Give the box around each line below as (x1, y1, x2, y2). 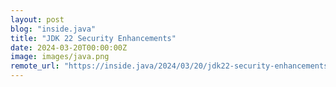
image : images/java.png (10, 52, 110, 62)
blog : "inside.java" (10, 24, 97, 34)
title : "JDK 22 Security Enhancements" (10, 33, 177, 43)
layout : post (10, 14, 65, 25)
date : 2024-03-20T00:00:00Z (10, 42, 128, 53)
